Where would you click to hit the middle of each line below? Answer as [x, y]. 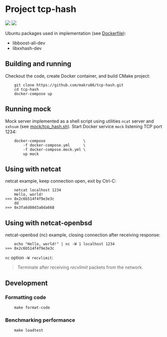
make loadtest [29, 331]
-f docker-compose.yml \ [54, 145]
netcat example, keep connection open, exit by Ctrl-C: [61, 181]
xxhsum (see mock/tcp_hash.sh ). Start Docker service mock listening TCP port [84, 126]
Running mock [28, 109]
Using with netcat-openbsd [49, 223]
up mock [31, 154]
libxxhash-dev [27, 48]
